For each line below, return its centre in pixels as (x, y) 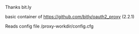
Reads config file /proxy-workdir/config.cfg (49, 26)
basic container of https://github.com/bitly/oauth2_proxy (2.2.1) (70, 17)
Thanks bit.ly (18, 7)
